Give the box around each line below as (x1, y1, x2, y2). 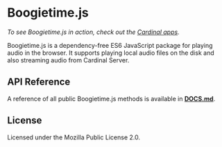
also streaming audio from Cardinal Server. (7, 55, 130, 64)
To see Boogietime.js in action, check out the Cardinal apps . (7, 28, 180, 36)
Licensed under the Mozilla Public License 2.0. (7, 133, 141, 141)
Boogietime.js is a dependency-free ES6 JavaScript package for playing (7, 41, 213, 49)
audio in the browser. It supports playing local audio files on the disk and (7, 49, 214, 57)
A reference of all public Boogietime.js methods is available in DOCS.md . (7, 94, 216, 103)
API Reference (7, 76, 71, 88)
